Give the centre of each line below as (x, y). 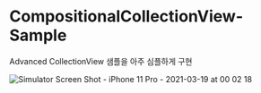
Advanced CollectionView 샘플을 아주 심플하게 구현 (101, 61)
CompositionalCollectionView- (126, 17)
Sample (38, 35)
